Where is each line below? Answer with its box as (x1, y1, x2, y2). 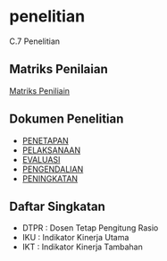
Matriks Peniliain (9, 85, 70, 96)
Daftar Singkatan (9, 198, 105, 214)
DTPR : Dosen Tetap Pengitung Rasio (21, 223, 159, 233)
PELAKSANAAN (21, 145, 81, 156)
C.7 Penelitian (9, 36, 61, 46)
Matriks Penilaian (9, 62, 109, 77)
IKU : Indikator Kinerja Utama (21, 232, 129, 243)
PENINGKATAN (21, 173, 79, 184)
